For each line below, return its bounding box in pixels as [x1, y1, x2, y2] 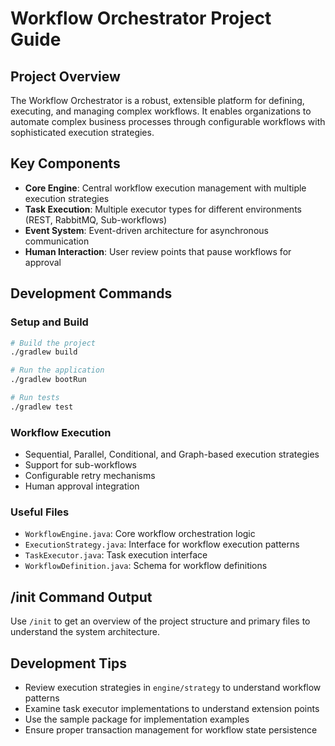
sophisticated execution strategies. [10, 127, 155, 138]
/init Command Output [10, 588, 153, 606]
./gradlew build [10, 347, 78, 357]
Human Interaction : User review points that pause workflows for [24, 245, 292, 257]
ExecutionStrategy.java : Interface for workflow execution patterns [24, 538, 300, 551]
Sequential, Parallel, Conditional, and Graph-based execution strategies [24, 448, 320, 461]
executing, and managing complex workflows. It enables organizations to [10, 105, 312, 117]
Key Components [10, 155, 121, 172]
